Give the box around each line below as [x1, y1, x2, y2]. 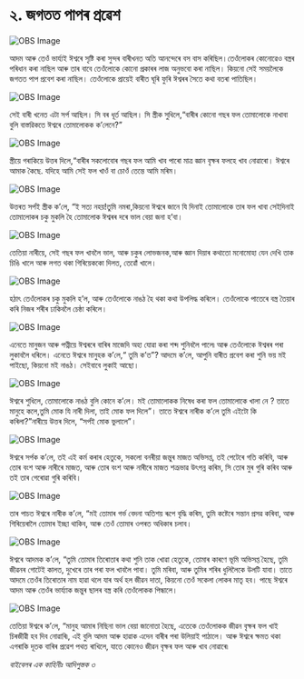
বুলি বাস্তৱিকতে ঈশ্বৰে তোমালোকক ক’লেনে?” [9, 119, 123, 130]
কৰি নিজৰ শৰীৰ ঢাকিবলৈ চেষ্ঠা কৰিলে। [9, 303, 107, 314]
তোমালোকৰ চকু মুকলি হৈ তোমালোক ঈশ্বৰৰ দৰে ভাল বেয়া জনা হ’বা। [9, 211, 183, 222]
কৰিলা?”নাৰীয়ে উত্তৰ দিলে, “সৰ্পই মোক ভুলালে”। [9, 415, 137, 426]
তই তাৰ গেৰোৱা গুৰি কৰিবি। [9, 472, 82, 483]
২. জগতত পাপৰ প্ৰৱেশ [9, 5, 121, 25]
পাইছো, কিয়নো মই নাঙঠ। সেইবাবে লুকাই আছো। [9, 359, 140, 370]
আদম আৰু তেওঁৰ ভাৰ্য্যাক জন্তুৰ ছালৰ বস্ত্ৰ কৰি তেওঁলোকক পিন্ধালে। [9, 584, 179, 595]
